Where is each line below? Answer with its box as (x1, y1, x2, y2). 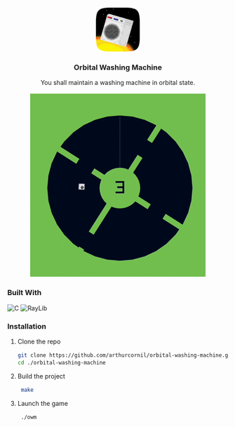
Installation (7, 321, 47, 331)
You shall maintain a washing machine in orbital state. (40, 79, 196, 87)
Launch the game (17, 399, 69, 407)
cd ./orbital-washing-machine (17, 359, 107, 366)
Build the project (17, 372, 65, 380)
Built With (7, 288, 42, 298)
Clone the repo (17, 337, 61, 346)
